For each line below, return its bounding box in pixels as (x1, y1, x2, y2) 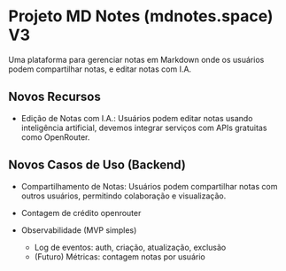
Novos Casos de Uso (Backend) (8, 158, 187, 173)
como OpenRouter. (20, 131, 90, 143)
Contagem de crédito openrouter (20, 207, 142, 218)
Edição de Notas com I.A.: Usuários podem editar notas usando (20, 112, 253, 123)
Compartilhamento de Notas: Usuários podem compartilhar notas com (20, 181, 278, 191)
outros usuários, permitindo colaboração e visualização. (20, 190, 227, 201)
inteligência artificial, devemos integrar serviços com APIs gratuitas (20, 122, 267, 133)
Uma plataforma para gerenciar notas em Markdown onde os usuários (8, 54, 265, 65)
